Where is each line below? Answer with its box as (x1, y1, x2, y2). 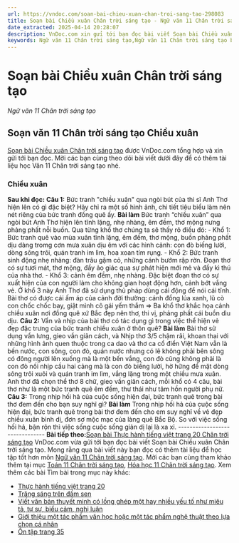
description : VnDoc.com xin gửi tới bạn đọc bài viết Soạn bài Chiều (7, 30, 218, 38)
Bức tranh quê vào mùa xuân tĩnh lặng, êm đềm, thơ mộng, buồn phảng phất (7, 233, 231, 242)
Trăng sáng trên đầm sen (17, 489, 92, 498)
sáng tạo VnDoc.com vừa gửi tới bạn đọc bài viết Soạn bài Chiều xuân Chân (7, 438, 230, 447)
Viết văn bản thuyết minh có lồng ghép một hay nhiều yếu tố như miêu (17, 497, 224, 506)
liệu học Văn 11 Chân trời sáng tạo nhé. (7, 161, 121, 170)
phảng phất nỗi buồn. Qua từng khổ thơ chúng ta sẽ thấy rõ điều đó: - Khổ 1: (7, 225, 231, 234)
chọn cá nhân (17, 520, 58, 529)
